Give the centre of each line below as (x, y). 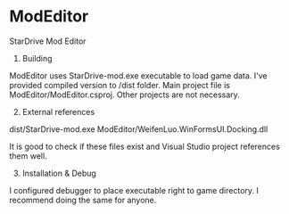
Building (37, 58)
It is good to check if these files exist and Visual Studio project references (145, 146)
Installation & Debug (59, 173)
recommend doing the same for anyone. (83, 200)
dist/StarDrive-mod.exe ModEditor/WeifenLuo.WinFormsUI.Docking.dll (139, 129)
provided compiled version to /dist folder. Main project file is (120, 85)
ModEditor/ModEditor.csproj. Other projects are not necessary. (125, 95)
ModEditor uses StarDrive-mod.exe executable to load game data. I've (138, 75)
